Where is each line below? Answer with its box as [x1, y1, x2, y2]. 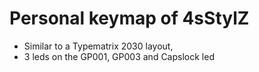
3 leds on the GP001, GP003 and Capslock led [23, 50, 215, 62]
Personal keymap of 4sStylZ [9, 7, 250, 30]
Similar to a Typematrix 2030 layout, [23, 40, 174, 52]
